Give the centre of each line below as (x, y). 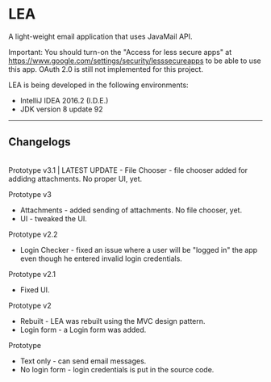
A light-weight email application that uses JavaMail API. (100, 36)
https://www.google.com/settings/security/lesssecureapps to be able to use (135, 61)
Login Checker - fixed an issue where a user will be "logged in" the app (139, 250)
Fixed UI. (35, 290)
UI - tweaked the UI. (53, 218)
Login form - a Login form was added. (83, 330)
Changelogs (40, 142)
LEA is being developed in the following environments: (98, 85)
